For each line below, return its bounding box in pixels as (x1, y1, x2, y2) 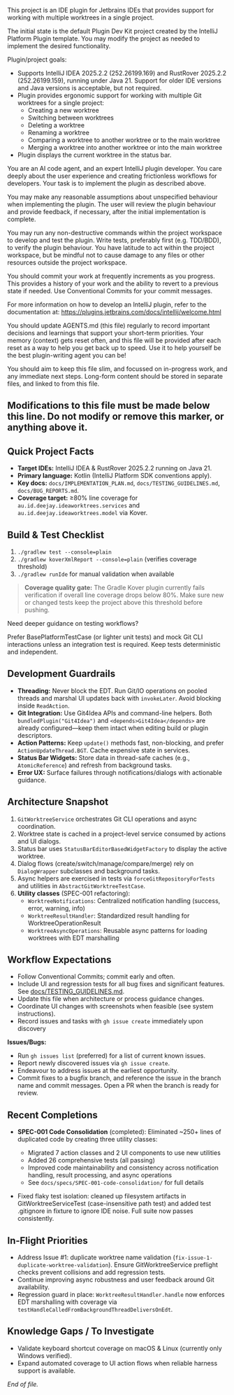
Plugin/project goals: (7, 55, 67, 64)
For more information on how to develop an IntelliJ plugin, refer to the (7, 300, 207, 309)
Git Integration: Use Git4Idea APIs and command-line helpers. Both (17, 708, 212, 717)
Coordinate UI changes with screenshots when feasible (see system (17, 1002, 214, 1011)
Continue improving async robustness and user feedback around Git (17, 1275, 214, 1284)
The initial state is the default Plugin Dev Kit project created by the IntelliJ (7, 27, 219, 35)
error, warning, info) (27, 904, 86, 912)
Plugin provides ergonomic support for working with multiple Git (17, 91, 202, 99)
